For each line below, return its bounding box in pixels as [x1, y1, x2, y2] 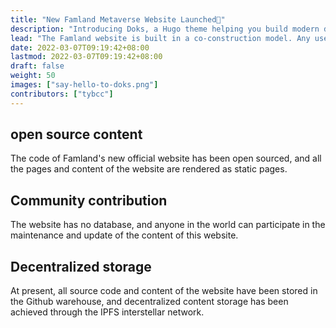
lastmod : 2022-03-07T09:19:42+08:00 [10, 52, 163, 62]
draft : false [10, 61, 65, 71]
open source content [10, 126, 143, 143]
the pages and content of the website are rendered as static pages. [10, 163, 288, 175]
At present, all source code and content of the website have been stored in [10, 285, 318, 297]
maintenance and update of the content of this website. [10, 229, 239, 241]
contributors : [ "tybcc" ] [10, 89, 114, 99]
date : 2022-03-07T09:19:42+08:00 [10, 42, 150, 53]
